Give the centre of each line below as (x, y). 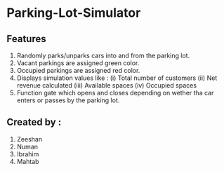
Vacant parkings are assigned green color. (78, 63)
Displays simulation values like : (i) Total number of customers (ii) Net (117, 78)
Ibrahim (28, 154)
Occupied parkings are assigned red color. (78, 70)
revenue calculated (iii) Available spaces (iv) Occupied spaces (107, 85)
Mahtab (28, 161)
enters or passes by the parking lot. (68, 100)
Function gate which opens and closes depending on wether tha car (115, 93)
